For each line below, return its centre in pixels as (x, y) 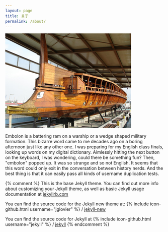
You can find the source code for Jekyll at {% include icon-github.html (78, 219)
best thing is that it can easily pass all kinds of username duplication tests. (82, 173)
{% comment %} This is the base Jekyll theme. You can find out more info (82, 184)
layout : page (19, 11)
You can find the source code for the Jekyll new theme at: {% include (77, 204)
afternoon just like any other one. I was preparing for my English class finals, (84, 147)
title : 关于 (17, 16)
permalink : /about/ (26, 21)
